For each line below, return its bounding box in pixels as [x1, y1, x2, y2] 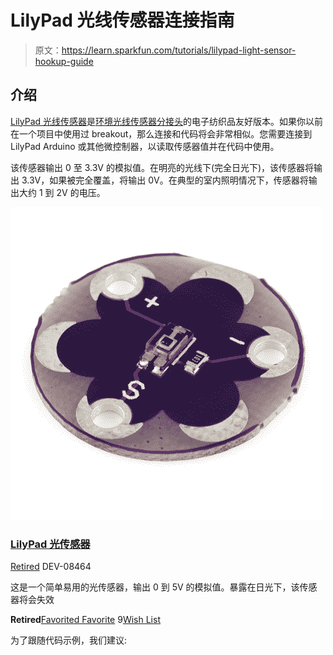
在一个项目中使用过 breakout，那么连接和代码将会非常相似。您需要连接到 [10, 127, 313, 140]
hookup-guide [34, 55, 94, 67]
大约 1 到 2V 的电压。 [18, 186, 106, 198]
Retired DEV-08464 [10, 561, 92, 573]
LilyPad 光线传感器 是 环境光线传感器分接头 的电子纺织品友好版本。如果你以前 [10, 115, 324, 127]
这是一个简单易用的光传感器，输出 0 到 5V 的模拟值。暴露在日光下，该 [10, 581, 300, 593]
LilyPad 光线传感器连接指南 [10, 9, 235, 32]
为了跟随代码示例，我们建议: [10, 634, 128, 646]
